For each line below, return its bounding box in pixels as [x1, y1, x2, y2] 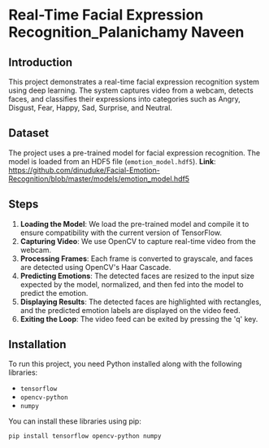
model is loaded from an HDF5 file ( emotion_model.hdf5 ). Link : [8, 156, 217, 166]
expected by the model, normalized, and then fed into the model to [20, 279, 244, 289]
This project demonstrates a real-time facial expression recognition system [8, 77, 260, 86]
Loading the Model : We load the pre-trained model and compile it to [20, 219, 249, 228]
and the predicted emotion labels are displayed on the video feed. [20, 305, 241, 315]
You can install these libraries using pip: [8, 416, 142, 426]
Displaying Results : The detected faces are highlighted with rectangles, [20, 297, 262, 307]
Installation [8, 337, 67, 351]
